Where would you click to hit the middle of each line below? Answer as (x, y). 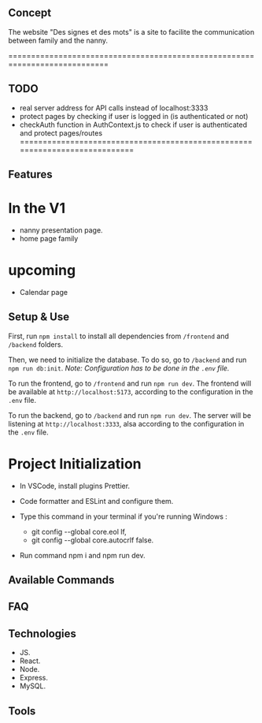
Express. (34, 678)
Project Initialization (75, 464)
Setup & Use (39, 317)
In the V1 (37, 209)
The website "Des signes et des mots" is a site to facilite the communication (131, 32)
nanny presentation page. (61, 230)
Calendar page (44, 292)
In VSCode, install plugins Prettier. (75, 486)
